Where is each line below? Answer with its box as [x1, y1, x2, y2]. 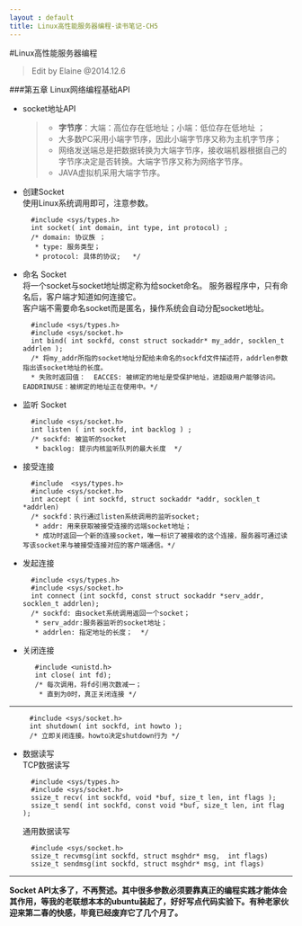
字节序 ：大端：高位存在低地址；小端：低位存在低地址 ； [58, 122, 266, 133]
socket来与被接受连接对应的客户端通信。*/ [35, 540, 176, 549]
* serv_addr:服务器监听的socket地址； [34, 618, 168, 628]
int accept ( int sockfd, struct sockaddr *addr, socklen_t [31, 494, 261, 503]
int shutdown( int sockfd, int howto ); [29, 721, 182, 731]
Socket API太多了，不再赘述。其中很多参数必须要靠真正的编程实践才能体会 [9, 885, 288, 895]
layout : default [9, 13, 75, 22]
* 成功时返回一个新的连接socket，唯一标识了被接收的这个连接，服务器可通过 [34, 531, 281, 540]
